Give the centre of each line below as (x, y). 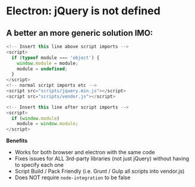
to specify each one (39, 165)
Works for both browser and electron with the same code (85, 152)
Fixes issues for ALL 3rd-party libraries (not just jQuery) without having (102, 158)
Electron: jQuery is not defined (83, 11)
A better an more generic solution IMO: (80, 33)
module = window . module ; (48, 124)
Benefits (17, 141)
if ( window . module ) (36, 118)
